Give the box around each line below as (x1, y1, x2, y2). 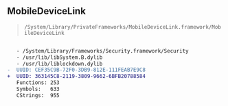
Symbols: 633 (16, 85, 60, 93)
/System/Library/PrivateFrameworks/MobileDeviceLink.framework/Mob (23, 23, 221, 30)
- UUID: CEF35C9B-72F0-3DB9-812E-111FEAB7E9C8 (7, 66, 146, 74)
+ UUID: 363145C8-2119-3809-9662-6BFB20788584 (7, 73, 146, 80)
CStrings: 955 (16, 92, 60, 98)
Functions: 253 (16, 79, 60, 86)
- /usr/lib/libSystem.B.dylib (16, 54, 103, 61)
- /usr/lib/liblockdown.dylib (16, 60, 103, 67)
